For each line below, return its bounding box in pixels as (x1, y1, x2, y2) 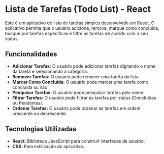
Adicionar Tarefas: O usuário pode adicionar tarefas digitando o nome (12, 63, 156, 69)
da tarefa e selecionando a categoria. (12, 68, 89, 74)
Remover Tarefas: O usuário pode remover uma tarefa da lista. (12, 73, 140, 80)
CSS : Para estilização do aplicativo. (12, 143, 85, 149)
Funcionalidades (5, 50, 58, 58)
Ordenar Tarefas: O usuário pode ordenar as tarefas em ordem (12, 105, 141, 111)
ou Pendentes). (12, 100, 43, 106)
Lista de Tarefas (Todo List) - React (5, 3, 151, 15)
